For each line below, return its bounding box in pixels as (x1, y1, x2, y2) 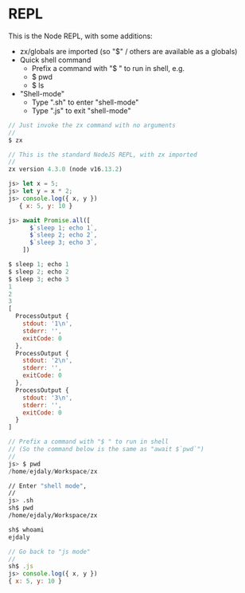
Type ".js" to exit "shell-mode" (31, 105, 131, 116)
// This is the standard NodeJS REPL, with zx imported (8, 151, 197, 159)
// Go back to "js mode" (8, 548, 91, 556)
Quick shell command (19, 55, 91, 65)
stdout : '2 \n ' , (22, 356, 73, 365)
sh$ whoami (8, 525, 45, 534)
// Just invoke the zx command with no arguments (8, 121, 177, 129)
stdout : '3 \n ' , (22, 394, 73, 402)
